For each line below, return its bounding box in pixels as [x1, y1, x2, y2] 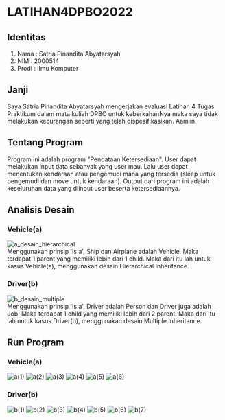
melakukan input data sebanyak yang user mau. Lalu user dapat [7, 162, 188, 170]
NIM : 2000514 [16, 57, 60, 65]
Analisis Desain [7, 204, 75, 216]
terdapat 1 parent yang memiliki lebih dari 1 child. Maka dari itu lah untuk [7, 255, 211, 263]
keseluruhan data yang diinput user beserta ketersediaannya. [7, 184, 180, 192]
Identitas [7, 32, 46, 43]
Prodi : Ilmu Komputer [16, 65, 79, 72]
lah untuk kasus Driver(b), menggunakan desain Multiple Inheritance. [7, 316, 202, 325]
